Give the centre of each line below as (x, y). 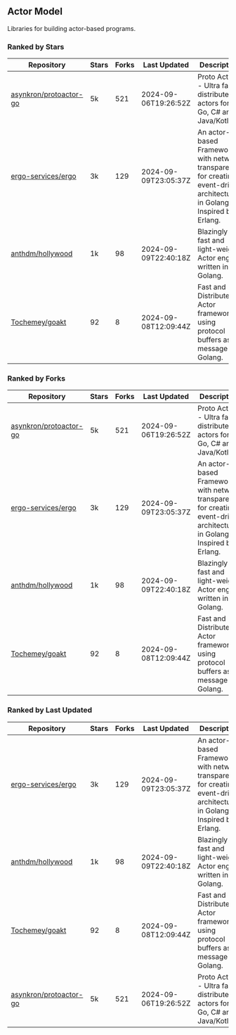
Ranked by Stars (36, 46)
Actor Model (35, 12)
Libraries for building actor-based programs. (71, 28)
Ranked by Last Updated (50, 710)
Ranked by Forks (36, 379)
